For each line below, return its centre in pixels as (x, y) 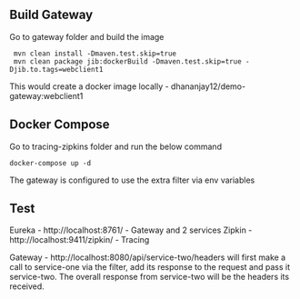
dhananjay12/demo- (209, 86)
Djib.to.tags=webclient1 (56, 69)
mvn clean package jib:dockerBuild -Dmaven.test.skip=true (128, 61)
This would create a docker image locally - (90, 86)
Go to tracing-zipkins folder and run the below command (116, 146)
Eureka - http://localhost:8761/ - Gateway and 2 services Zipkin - (131, 230)
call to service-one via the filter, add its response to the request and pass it (150, 267)
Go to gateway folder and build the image (87, 36)
